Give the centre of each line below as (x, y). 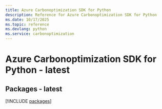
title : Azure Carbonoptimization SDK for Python (58, 10)
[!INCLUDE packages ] (28, 101)
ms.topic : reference (27, 24)
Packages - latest (34, 89)
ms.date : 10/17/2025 (27, 19)
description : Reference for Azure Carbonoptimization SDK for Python (81, 15)
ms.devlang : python (26, 29)
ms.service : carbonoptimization (40, 34)
